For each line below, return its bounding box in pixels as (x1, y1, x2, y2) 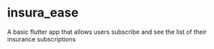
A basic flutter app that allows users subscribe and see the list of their (7, 28, 207, 36)
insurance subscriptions (7, 35, 76, 43)
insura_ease (7, 5, 79, 21)
